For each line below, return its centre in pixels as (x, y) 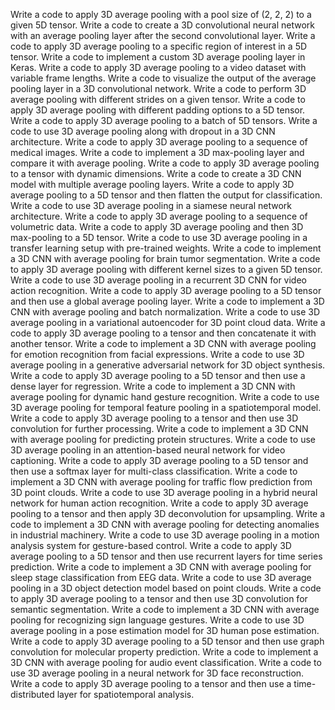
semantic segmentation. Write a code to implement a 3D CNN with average (165, 609)
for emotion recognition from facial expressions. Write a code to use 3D (157, 354)
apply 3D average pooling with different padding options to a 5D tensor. (158, 110)
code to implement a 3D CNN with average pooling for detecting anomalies (165, 524)
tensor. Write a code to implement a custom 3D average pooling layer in (158, 57)
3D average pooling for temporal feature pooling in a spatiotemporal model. (166, 407)
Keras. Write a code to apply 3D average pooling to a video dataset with (158, 67)
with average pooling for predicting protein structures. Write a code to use (163, 439)
